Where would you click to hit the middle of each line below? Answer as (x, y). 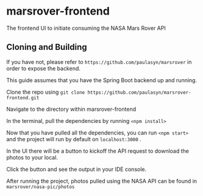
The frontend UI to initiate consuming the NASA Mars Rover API (86, 28)
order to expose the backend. (44, 68)
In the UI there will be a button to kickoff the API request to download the (98, 151)
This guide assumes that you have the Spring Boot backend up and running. (101, 80)
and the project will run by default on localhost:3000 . (74, 139)
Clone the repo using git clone (46, 92)
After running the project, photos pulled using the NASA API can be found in (101, 181)
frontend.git (23, 98)
